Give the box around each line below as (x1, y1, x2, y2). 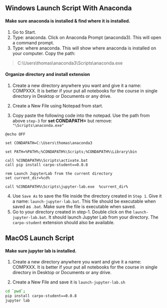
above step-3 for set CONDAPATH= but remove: (12, 117, 112, 124)
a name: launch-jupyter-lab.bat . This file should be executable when (12, 198, 156, 204)
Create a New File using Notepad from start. (12, 102, 103, 109)
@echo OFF (5, 132, 26, 137)
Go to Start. (12, 29, 36, 35)
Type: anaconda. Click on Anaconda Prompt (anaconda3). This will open (12, 34, 162, 40)
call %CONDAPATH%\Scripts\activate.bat (5, 158, 88, 163)
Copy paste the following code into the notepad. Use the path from (12, 112, 150, 118)
